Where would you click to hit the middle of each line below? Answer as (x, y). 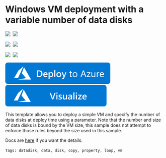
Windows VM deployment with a (74, 9)
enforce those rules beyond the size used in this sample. (64, 130)
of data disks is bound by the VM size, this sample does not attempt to (78, 125)
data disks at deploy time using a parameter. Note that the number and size (83, 120)
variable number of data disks (69, 20)
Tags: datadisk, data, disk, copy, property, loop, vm (64, 150)
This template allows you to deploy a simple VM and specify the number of (83, 114)
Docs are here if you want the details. (44, 140)
